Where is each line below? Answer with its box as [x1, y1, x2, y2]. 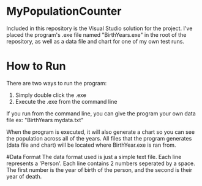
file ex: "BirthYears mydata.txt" [6, 116, 84, 123]
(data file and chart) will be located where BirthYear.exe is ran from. [6, 141, 176, 149]
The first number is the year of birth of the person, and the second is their [6, 166, 193, 173]
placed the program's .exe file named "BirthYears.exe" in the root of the [6, 31, 187, 38]
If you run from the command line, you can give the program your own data [6, 109, 196, 117]
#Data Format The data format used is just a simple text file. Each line [6, 153, 182, 160]
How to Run [6, 60, 66, 73]
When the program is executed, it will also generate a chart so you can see [6, 128, 195, 136]
